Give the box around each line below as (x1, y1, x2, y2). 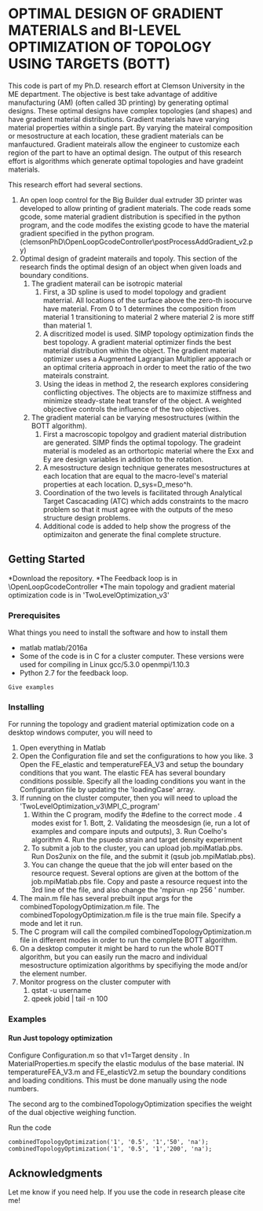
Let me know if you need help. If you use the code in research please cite (8, 1187, 246, 1197)
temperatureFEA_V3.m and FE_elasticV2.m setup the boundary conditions (8, 1068, 247, 1077)
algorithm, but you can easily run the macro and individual (19, 952, 208, 961)
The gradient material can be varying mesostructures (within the (31, 413, 239, 422)
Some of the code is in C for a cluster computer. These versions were (19, 651, 245, 661)
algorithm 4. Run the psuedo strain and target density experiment (31, 835, 243, 845)
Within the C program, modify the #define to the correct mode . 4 (31, 810, 243, 820)
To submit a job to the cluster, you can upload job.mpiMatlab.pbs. (31, 843, 243, 853)
